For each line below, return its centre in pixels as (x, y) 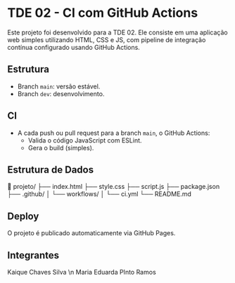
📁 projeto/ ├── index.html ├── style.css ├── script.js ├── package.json (114, 187)
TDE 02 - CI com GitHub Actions (103, 13)
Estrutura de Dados (50, 170)
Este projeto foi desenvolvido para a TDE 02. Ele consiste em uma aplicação (118, 32)
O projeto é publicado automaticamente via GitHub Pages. (91, 233)
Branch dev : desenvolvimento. (61, 93)
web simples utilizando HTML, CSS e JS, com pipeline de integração (107, 39)
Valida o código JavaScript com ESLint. (85, 140)
